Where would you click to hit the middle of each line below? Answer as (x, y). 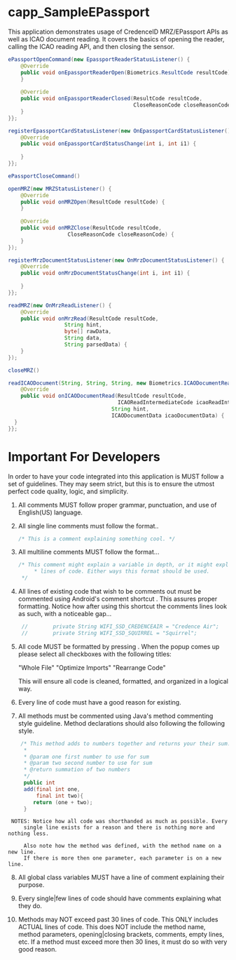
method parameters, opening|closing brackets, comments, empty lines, (121, 935)
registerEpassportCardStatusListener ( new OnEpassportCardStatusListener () (119, 131)
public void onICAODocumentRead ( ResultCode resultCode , (104, 396)
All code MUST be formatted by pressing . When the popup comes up (119, 646)
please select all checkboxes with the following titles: (95, 654)
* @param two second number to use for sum (88, 763)
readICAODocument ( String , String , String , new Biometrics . (96, 383)
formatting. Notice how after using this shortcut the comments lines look (122, 606)
